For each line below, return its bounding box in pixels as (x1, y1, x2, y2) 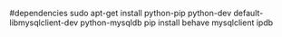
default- (233, 8, 264, 18)
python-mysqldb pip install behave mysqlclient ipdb (80, 17, 274, 28)
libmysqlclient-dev (9, 17, 79, 28)
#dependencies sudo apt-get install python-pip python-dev (9, 8, 232, 18)
